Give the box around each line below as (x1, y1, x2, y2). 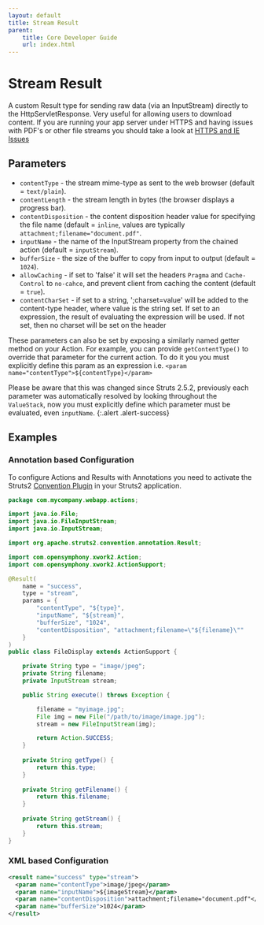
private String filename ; (22, 670, 108, 678)
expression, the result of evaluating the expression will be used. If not (19, 312, 245, 321)
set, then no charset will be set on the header (19, 320, 167, 329)
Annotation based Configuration (8, 455, 135, 466)
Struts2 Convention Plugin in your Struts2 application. (8, 481, 182, 490)
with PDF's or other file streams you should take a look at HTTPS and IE (8, 126, 240, 136)
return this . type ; (36, 763, 97, 771)
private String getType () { (22, 756, 114, 764)
